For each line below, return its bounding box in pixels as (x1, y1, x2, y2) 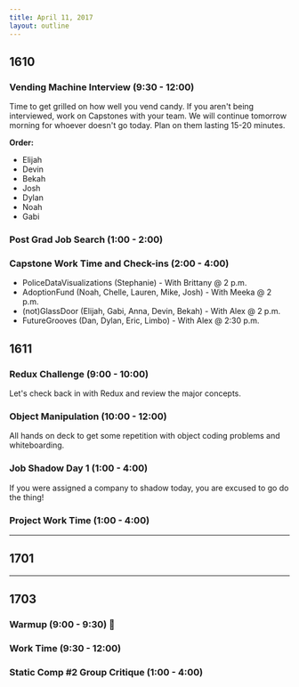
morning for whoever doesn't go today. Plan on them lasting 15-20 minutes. (9, 120, 286, 131)
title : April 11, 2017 (9, 12, 93, 22)
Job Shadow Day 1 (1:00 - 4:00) (9, 462, 149, 474)
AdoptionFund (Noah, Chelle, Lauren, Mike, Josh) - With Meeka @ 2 (21, 287, 272, 298)
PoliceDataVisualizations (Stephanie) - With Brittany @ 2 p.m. (21, 278, 247, 288)
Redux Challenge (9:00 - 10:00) (9, 368, 149, 380)
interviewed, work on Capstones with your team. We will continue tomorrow (9, 110, 287, 121)
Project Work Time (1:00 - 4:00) (9, 513, 149, 526)
